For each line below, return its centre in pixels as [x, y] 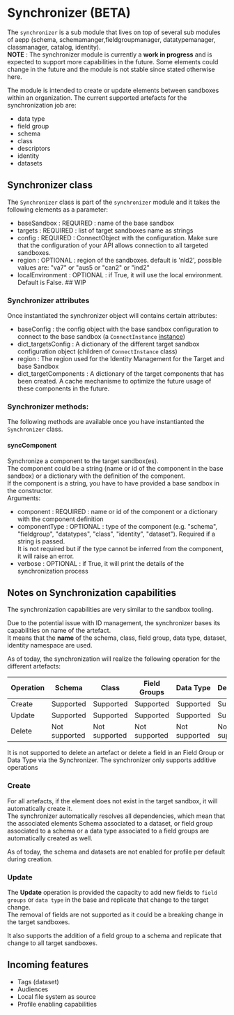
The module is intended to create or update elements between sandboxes [113, 90]
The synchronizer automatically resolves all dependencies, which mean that [116, 816]
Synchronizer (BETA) [69, 13]
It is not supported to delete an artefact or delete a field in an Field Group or [116, 753]
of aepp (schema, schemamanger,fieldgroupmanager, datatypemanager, [111, 39]
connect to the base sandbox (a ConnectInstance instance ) [101, 337]
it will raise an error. [46, 556]
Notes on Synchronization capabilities [92, 593]
